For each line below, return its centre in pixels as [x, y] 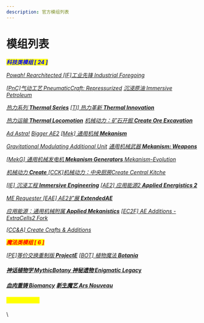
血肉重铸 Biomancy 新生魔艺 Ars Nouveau [60, 285]
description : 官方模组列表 [38, 12]
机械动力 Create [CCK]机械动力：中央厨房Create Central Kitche [86, 172]
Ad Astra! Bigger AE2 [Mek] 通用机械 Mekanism [67, 133]
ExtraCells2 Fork [27, 218]
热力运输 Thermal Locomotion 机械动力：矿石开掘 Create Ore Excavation [100, 120]
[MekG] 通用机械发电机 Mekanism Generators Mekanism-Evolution [91, 159]
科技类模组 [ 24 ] [27, 62]
